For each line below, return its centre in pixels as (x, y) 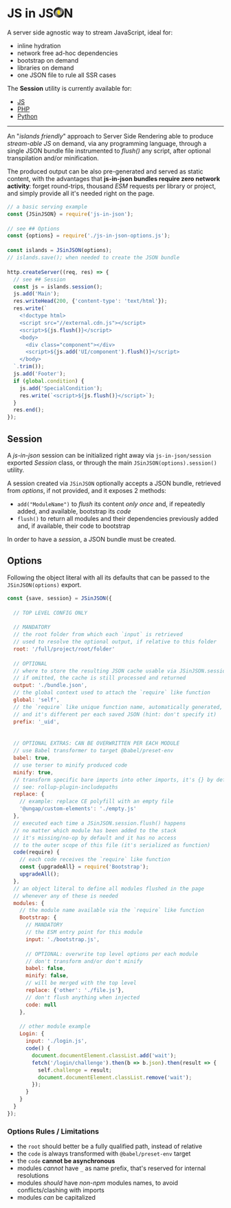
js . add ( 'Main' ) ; (36, 294)
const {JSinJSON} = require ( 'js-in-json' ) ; (70, 214)
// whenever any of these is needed (66, 896)
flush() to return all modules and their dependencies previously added (118, 519)
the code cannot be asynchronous (66, 1161)
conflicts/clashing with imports (60, 1190)
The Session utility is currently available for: (69, 88)
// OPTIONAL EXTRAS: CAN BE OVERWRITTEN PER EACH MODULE (97, 743)
